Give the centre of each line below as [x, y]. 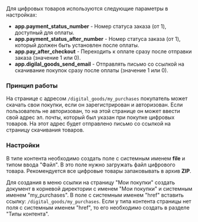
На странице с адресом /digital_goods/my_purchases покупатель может [97, 99]
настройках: [22, 15]
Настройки [23, 146]
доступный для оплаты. [45, 33]
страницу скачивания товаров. [45, 130]
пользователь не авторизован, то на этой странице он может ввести [93, 111]
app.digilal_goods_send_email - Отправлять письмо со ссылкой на [99, 64]
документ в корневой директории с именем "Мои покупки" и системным [99, 188]
